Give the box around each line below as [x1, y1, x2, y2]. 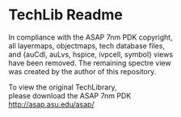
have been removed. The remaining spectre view [8, 58, 171, 68]
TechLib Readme [8, 6, 123, 24]
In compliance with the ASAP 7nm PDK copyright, [8, 32, 173, 42]
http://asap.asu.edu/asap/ [8, 99, 95, 109]
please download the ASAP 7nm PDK [8, 90, 132, 100]
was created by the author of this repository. [8, 66, 157, 76]
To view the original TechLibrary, [8, 82, 117, 92]
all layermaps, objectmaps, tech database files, [8, 40, 166, 50]
